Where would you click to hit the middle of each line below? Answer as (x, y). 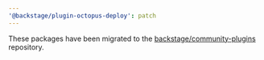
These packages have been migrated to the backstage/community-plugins (132, 38)
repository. (26, 47)
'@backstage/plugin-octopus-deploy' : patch (82, 16)
